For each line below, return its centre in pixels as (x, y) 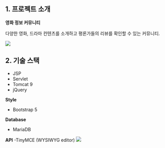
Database (16, 119)
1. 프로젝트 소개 (28, 9)
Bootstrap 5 (25, 110)
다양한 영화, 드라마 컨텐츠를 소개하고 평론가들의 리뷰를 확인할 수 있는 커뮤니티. (83, 33)
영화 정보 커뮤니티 (23, 23)
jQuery (20, 90)
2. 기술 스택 (22, 61)
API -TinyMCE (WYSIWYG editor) (40, 140)
